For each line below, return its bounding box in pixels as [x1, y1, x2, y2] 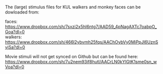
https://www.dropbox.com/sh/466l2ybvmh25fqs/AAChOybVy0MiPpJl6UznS [5, 39, 158, 45]
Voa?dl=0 [5, 64, 24, 70]
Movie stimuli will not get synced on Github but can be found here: [5, 54, 139, 59]
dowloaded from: [5, 9, 40, 15]
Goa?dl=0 [5, 29, 25, 34]
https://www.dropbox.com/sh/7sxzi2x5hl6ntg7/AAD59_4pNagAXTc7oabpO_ [5, 24, 157, 30]
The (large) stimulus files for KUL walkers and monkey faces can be [5, 4, 141, 10]
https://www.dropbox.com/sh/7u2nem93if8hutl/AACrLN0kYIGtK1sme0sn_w [5, 59, 157, 64]
